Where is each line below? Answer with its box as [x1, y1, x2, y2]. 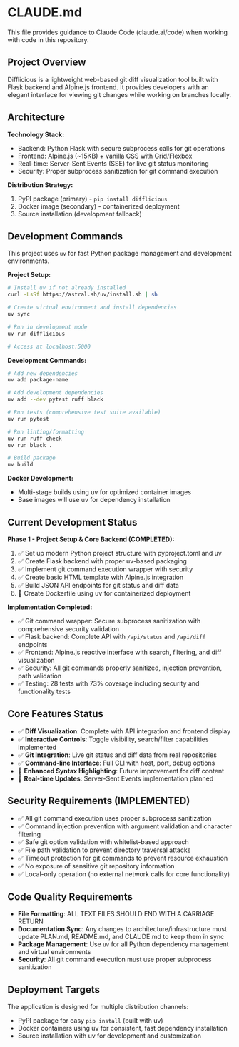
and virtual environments [17, 948, 91, 956]
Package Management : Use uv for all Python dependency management [17, 940, 230, 948]
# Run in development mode [7, 323, 88, 331]
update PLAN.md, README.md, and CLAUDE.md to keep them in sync [17, 933, 225, 941]
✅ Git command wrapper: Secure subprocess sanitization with [17, 616, 201, 625]
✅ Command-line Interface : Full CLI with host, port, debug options [17, 758, 215, 767]
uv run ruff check [7, 435, 62, 442]
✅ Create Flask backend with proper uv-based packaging [17, 556, 188, 565]
